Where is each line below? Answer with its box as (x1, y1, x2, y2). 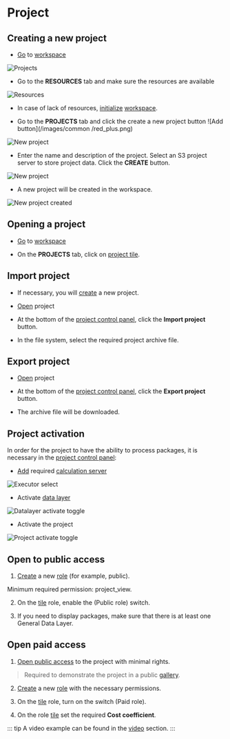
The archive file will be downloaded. (17, 408, 121, 416)
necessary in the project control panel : (7, 453, 117, 462)
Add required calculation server (17, 467, 107, 475)
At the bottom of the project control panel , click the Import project (17, 315, 206, 323)
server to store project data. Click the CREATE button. (17, 158, 171, 167)
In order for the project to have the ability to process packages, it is (7, 446, 198, 455)
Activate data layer (17, 494, 71, 502)
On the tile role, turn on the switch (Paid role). (17, 697, 147, 705)
